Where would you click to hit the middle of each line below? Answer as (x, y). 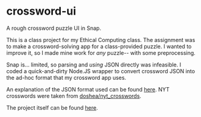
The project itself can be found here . (52, 107)
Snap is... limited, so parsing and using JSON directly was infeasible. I (94, 65)
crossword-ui (41, 11)
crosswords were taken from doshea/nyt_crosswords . (74, 96)
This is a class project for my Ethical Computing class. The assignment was (101, 40)
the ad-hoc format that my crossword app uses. (66, 77)
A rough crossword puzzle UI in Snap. (54, 28)
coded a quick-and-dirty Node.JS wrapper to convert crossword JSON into (101, 71)
